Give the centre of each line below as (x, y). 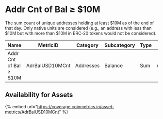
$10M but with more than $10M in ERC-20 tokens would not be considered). (81, 33)
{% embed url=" (21, 106)
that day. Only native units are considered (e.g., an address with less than (78, 28)
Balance (113, 66)
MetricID (48, 45)
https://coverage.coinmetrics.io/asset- (76, 106)
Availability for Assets (39, 95)
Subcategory (120, 45)
